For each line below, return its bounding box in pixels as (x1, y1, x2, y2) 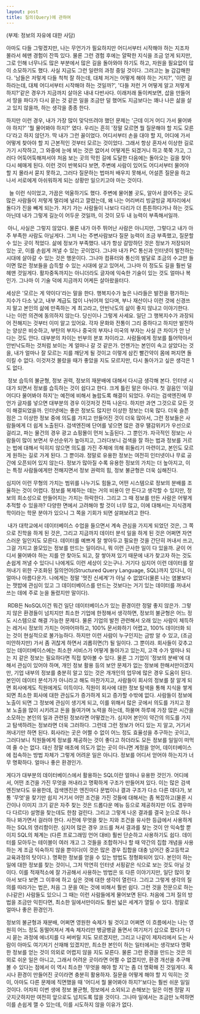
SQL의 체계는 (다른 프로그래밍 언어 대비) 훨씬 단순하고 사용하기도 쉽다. (17, 831, 181, 838)
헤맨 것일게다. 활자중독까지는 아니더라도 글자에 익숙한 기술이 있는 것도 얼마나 (6, 269, 185, 276)
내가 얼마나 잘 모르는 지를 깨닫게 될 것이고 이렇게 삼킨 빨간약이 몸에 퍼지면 (14, 349, 186, 356)
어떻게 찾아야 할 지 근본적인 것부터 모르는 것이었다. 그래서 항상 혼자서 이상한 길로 (6, 139, 194, 146)
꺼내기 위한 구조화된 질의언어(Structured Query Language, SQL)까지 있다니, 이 (6, 566, 192, 574)
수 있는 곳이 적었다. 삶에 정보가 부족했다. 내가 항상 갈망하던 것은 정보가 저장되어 (6, 239, 191, 246)
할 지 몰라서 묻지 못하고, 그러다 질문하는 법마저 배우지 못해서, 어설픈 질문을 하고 (6, 169, 191, 176)
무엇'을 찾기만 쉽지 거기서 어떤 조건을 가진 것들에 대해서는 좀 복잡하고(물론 (14, 793, 186, 801)
